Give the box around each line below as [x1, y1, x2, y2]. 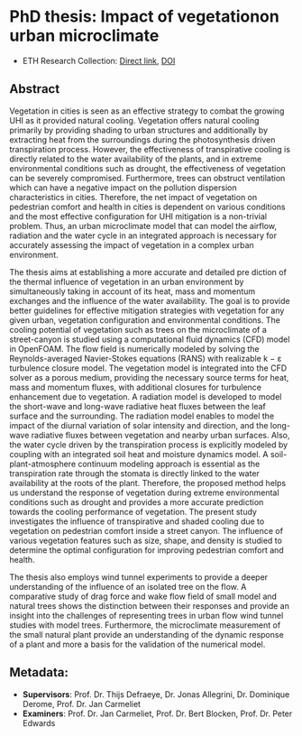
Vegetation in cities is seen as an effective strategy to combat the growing [9, 106, 285, 116]
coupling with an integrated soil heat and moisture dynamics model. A [9, 448, 269, 459]
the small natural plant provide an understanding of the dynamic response [9, 629, 284, 639]
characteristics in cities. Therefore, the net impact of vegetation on [9, 191, 258, 202]
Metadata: [9, 665, 69, 680]
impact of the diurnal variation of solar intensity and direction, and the [9, 419, 269, 430]
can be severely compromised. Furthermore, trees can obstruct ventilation [9, 172, 286, 183]
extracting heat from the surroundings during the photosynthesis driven [9, 133, 276, 145]
